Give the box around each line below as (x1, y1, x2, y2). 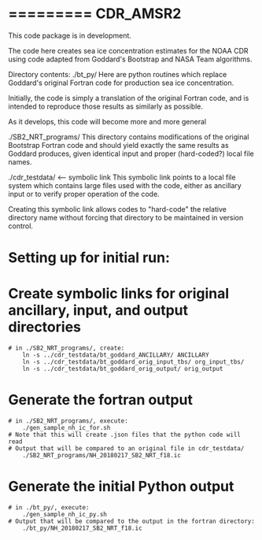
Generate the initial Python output (8, 478, 234, 496)
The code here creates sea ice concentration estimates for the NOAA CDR (8, 46, 249, 55)
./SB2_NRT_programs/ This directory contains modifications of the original (8, 131, 249, 142)
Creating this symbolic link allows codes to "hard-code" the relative (8, 204, 227, 213)
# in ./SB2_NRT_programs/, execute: (8, 417, 128, 425)
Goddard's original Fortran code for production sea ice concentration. (8, 78, 234, 87)
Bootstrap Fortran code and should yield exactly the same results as (8, 140, 230, 150)
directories (8, 318, 81, 336)
